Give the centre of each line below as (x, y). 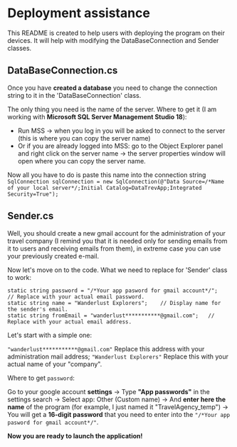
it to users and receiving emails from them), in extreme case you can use (114, 248)
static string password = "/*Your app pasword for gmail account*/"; (113, 291)
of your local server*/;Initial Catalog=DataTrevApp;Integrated (105, 188)
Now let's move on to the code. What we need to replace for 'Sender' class (117, 270)
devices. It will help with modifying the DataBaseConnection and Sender (113, 40)
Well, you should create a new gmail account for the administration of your (117, 233)
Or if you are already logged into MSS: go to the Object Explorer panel (120, 146)
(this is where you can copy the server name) (84, 138)
